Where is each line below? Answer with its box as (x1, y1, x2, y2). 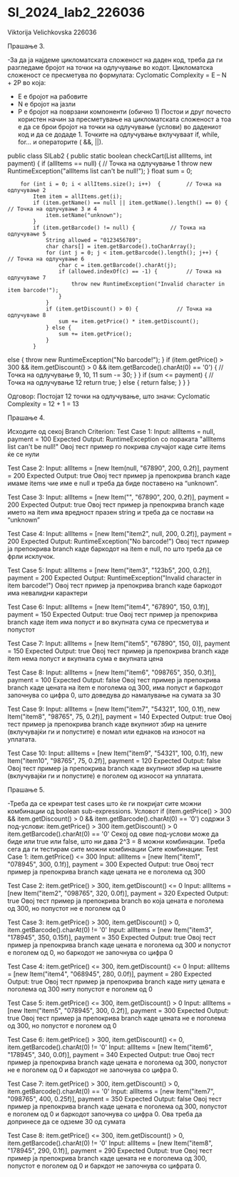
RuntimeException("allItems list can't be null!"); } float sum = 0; (7, 166, 193, 175)
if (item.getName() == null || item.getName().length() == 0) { (33, 199, 228, 206)
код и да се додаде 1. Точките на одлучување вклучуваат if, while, (17, 130, 220, 138)
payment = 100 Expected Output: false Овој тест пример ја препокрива (7, 675, 221, 684)
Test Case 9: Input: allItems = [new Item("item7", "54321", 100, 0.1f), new (7, 704, 220, 713)
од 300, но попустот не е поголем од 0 (7, 904, 126, 912)
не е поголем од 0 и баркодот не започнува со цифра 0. (7, 1065, 178, 1074)
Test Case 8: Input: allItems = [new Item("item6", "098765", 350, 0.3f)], (7, 668, 216, 677)
